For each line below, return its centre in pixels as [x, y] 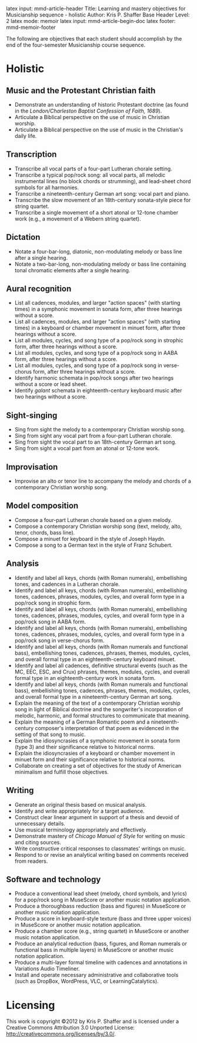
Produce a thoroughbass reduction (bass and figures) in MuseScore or [100, 906]
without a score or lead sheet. [51, 384]
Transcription [31, 155]
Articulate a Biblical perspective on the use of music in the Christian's [99, 130]
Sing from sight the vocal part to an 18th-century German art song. [95, 442]
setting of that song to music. [50, 734]
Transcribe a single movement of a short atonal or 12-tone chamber [96, 212]
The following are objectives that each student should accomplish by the [94, 39]
